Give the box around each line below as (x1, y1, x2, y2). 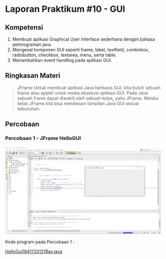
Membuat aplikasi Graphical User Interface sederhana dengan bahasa (12, 36, 155, 42)
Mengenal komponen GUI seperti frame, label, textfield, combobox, (12, 47, 150, 52)
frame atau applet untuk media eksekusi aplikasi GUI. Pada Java (17, 90, 148, 96)
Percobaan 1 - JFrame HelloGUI (5, 135, 82, 142)
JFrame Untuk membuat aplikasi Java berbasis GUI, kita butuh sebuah (17, 85, 161, 90)
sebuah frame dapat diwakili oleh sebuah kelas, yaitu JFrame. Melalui (17, 95, 159, 101)
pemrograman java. (12, 42, 52, 47)
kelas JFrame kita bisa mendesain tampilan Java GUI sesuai (17, 100, 139, 106)
